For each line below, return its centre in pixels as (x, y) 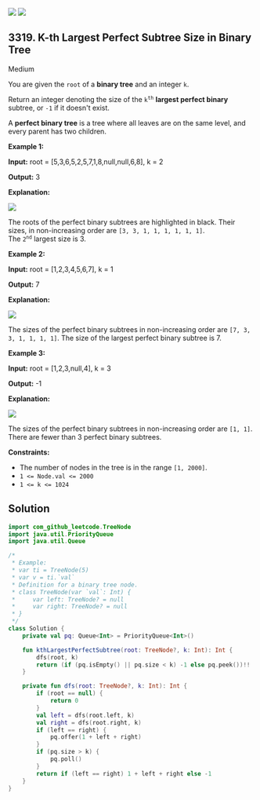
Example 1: (26, 146)
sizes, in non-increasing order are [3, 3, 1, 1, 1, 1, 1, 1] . (107, 230)
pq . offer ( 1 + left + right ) (96, 737)
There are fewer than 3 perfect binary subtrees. (85, 437)
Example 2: (27, 254)
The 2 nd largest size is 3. (47, 239)
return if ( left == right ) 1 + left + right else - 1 (124, 773)
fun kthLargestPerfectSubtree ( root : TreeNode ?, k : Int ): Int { (128, 650)
